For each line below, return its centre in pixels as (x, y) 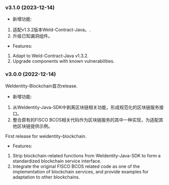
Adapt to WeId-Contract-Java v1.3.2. (50, 56)
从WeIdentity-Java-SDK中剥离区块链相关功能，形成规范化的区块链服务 (86, 107)
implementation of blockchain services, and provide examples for (80, 171)
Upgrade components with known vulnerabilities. (64, 61)
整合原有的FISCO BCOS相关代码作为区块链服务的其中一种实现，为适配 (86, 120)
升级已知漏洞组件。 (33, 36)
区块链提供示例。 (35, 126)
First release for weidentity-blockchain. (46, 136)
